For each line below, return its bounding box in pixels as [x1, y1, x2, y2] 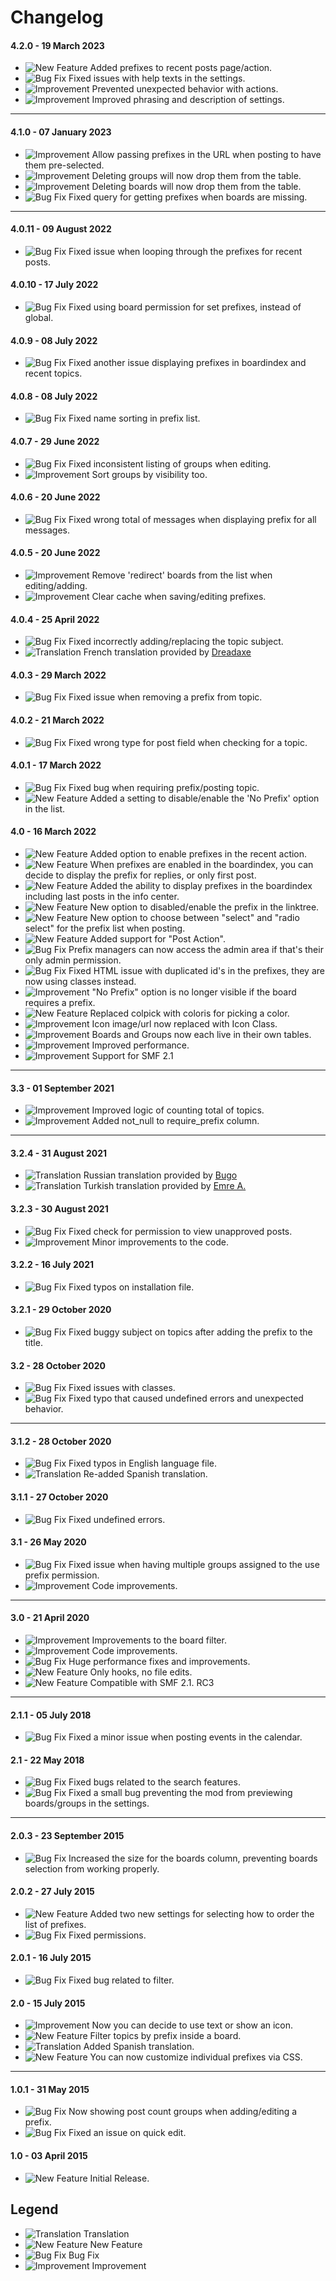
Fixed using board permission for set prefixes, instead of [68, 301, 302, 313]
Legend [10, 2201, 59, 2218]
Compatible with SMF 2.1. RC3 [89, 1677, 215, 1689]
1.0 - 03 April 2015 [10, 2150, 88, 2162]
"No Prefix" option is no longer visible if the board [91, 986, 297, 998]
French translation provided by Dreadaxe [83, 646, 252, 658]
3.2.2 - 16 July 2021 [10, 1259, 95, 1271]
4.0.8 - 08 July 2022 [10, 390, 98, 402]
